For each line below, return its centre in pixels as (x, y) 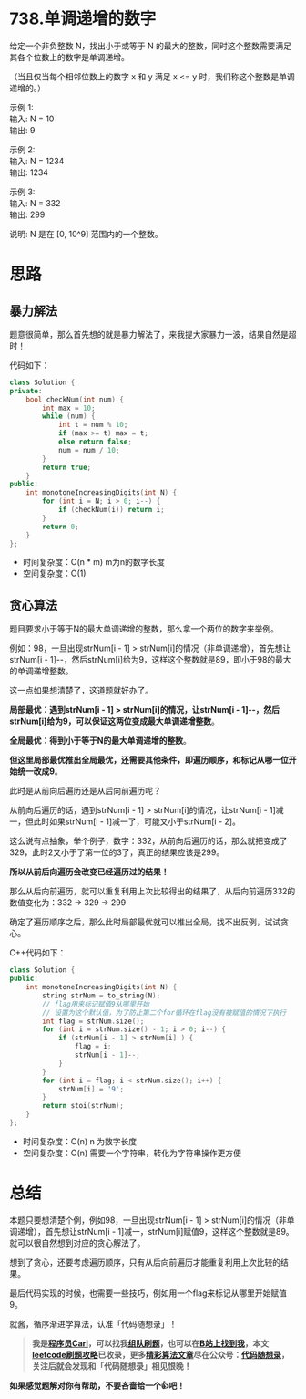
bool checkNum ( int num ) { (75, 399)
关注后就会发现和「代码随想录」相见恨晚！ (112, 1366)
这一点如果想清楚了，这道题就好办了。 (81, 691)
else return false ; (95, 442)
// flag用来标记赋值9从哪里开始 (96, 1004)
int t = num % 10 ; (93, 425)
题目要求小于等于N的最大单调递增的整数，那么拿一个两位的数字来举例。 (144, 629)
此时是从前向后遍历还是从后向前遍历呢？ (85, 791)
